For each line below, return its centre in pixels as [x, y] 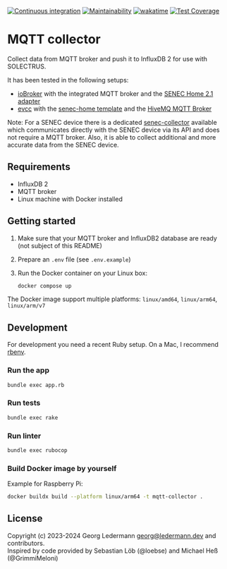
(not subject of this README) [60, 245]
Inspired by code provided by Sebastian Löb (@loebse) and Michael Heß [113, 551]
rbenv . [17, 352]
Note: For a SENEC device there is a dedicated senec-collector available [112, 122]
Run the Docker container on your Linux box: [82, 273]
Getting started [42, 221]
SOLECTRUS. [27, 66]
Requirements [39, 167]
